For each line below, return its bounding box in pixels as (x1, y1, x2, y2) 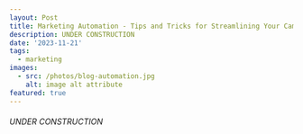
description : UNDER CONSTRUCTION (9, 30, 135, 39)
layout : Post (9, 13, 59, 22)
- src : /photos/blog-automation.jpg (17, 72, 155, 81)
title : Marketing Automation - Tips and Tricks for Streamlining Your (9, 22, 280, 31)
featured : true (9, 88, 67, 97)
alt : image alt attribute (25, 80, 124, 89)
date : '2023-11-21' (9, 38, 83, 48)
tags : (9, 47, 30, 56)
